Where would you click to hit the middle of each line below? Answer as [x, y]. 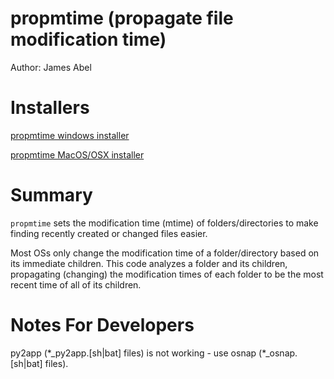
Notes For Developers [102, 325]
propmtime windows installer [70, 135]
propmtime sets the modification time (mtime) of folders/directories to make [164, 223]
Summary [51, 195]
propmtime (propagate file [122, 18]
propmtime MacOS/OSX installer [77, 154]
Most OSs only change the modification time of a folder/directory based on [165, 253]
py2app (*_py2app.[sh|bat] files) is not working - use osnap [133, 353]
